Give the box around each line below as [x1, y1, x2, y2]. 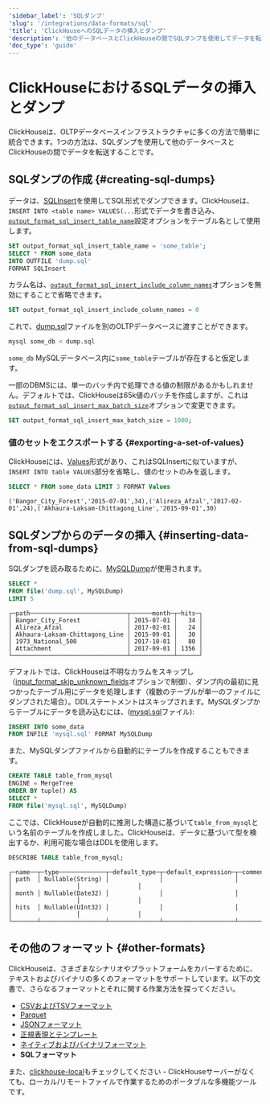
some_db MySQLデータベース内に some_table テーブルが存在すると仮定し [8, 353, 243, 363]
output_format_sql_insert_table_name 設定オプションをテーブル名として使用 [8, 215, 261, 225]
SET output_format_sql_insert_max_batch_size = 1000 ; [8, 417, 193, 425]
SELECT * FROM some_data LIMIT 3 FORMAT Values [8, 483, 171, 491]
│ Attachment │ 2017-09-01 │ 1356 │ [8, 644, 203, 652]
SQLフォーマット [19, 1050, 77, 1060]
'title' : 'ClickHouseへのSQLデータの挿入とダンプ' [8, 27, 167, 35]
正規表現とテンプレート [19, 1030, 98, 1040]
